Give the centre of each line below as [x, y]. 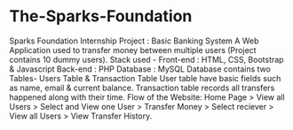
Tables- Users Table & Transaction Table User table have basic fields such [145, 78]
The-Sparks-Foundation [101, 16]
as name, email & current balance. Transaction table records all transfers [142, 88]
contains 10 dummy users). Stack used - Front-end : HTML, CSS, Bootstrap [146, 59]
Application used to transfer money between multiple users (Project [133, 50]
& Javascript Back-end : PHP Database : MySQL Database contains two [140, 69]
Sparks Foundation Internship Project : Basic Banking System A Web [134, 41]
